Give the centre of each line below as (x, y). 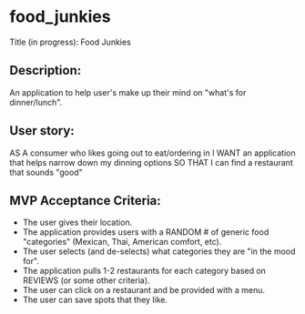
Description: (46, 71)
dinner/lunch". (36, 102)
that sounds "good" (46, 172)
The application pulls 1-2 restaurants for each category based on (144, 271)
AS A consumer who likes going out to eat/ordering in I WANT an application (152, 153)
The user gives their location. (77, 223)
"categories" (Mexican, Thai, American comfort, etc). (122, 242)
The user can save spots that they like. (95, 300)
